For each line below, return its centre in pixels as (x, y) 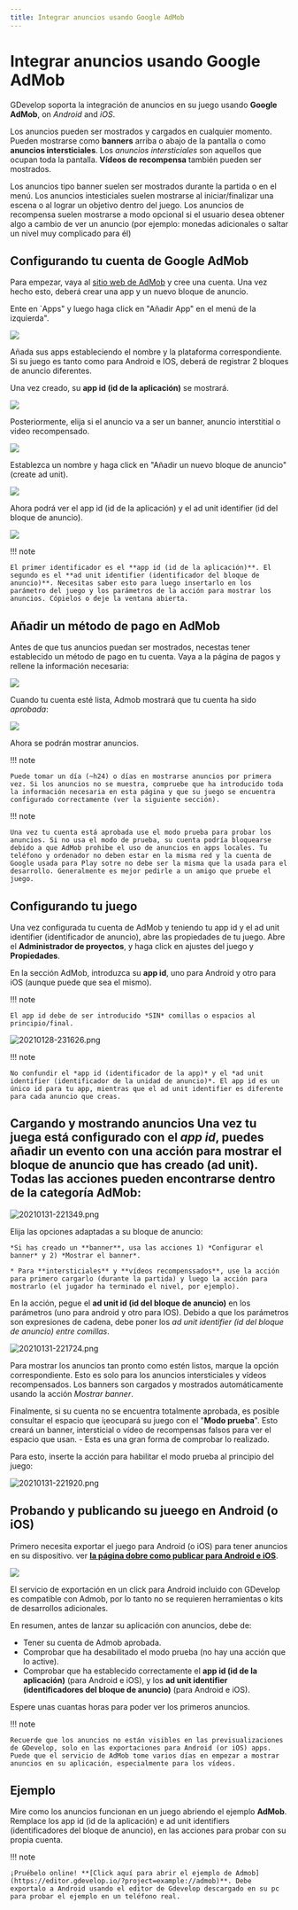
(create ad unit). (39, 474)
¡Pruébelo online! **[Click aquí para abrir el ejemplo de (121, 1874)
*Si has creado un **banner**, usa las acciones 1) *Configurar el (137, 1247)
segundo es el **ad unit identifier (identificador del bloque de (135, 576)
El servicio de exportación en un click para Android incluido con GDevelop (145, 1589)
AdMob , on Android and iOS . (63, 114)
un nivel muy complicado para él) (71, 233)
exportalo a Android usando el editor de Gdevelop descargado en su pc (145, 1889)
